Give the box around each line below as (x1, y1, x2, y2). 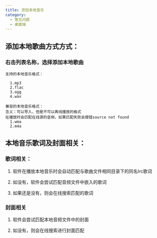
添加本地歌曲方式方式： (5, 42, 79, 51)
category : (5, 12, 27, 17)
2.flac (10, 85, 24, 90)
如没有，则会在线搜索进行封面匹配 (12, 227, 85, 233)
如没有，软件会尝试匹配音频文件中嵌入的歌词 (12, 179, 107, 185)
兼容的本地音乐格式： (5, 103, 43, 109)
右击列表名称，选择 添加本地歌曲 (5, 58, 84, 66)
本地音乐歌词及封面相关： (5, 139, 86, 147)
